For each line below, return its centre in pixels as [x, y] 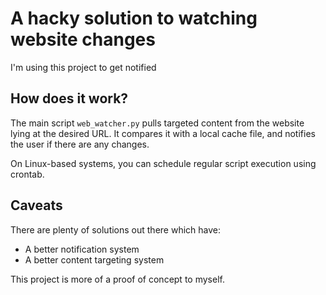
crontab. [27, 174]
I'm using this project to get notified [83, 67]
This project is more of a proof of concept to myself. [117, 279]
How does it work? [69, 98]
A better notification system [82, 249]
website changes [83, 39]
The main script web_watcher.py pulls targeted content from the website [157, 123]
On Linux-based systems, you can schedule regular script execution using [163, 163]
